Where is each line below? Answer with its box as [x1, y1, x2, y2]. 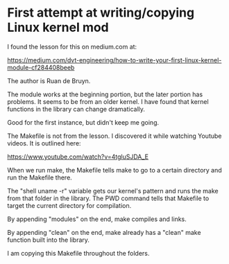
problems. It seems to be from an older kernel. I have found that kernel [7, 97, 210, 105]
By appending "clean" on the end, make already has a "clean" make [7, 228, 201, 236]
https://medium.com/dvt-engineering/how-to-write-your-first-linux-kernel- [7, 55, 222, 64]
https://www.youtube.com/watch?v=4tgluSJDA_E [7, 152, 149, 161]
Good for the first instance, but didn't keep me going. [7, 118, 160, 126]
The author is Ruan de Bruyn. [7, 76, 91, 85]
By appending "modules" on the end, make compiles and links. [7, 215, 187, 223]
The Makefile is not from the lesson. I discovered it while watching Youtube [7, 132, 222, 140]
